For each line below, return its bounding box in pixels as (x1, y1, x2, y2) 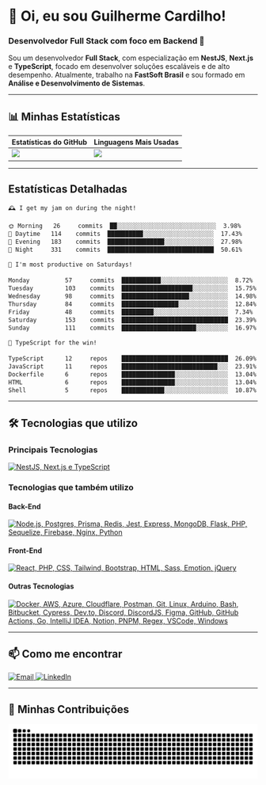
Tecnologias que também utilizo (8, 482, 135, 493)
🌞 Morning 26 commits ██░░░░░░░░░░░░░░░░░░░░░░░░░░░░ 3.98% (8, 222, 241, 231)
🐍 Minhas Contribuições (8, 703, 130, 716)
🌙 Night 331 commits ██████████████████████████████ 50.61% (8, 246, 243, 254)
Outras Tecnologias (8, 581, 74, 591)
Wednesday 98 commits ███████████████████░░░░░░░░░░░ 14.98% (8, 292, 257, 300)
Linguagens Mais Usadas (93, 137, 180, 147)
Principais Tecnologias (8, 444, 98, 455)
